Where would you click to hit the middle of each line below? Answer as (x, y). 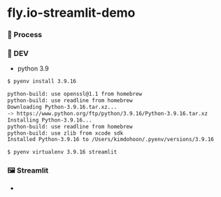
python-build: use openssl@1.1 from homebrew (74, 94)
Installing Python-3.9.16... (50, 120)
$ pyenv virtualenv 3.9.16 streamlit (62, 152)
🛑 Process (25, 35)
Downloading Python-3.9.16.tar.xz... (62, 107)
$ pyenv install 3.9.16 (42, 82)
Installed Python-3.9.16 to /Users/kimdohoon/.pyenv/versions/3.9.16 (111, 140)
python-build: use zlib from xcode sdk (65, 133)
